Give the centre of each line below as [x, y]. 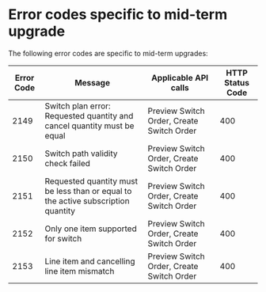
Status [237, 82]
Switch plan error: [78, 106]
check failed [68, 163]
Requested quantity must [91, 181]
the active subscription [87, 201]
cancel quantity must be [89, 126]
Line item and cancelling [90, 261]
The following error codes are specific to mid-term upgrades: [108, 53]
